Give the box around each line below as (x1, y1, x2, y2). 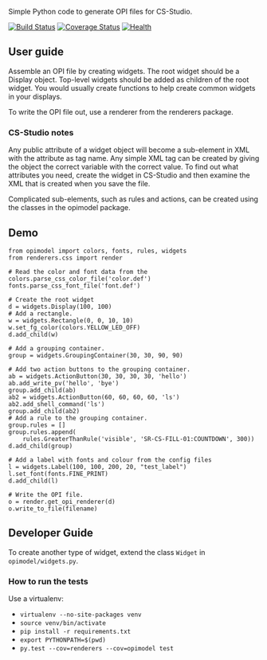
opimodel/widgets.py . (8, 556, 79, 565)
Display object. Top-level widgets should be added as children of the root (8, 75, 249, 84)
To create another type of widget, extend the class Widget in (8, 547, 206, 557)
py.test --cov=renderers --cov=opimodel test (19, 645, 174, 653)
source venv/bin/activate (19, 619, 106, 627)
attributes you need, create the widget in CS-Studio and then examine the (8, 170, 250, 180)
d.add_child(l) (8, 477, 59, 485)
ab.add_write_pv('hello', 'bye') (8, 379, 120, 387)
